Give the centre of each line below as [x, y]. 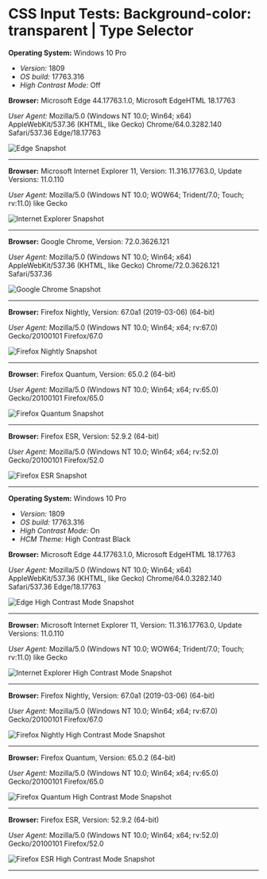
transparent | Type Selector [101, 31]
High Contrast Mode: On [60, 530]
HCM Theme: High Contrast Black [75, 539]
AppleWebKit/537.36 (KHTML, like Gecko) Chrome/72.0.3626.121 [114, 265]
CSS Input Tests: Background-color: [130, 14]
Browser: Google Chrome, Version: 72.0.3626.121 [89, 241]
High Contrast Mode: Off [60, 85]
